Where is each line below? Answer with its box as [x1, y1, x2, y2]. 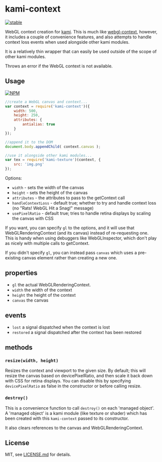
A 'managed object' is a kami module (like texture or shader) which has [5, 410, 147, 416]
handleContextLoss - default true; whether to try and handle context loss [12, 200, 157, 206]
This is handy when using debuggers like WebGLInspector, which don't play [5, 235, 157, 241]
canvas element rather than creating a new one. [21, 255, 117, 260]
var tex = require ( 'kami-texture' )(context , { [5, 158, 101, 162]
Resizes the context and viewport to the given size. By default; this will [5, 367, 146, 374]
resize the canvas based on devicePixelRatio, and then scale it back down [5, 373, 153, 379]
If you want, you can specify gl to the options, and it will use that [5, 225, 135, 231]
